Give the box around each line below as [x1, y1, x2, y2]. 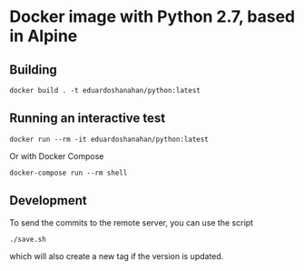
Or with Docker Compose [9, 150, 104, 161]
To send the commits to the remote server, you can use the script [9, 216, 254, 228]
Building [9, 62, 57, 77]
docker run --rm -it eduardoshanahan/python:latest [9, 135, 209, 144]
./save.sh [9, 235, 47, 244]
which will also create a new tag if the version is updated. [9, 250, 224, 261]
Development [9, 193, 88, 208]
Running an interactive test [9, 111, 166, 126]
